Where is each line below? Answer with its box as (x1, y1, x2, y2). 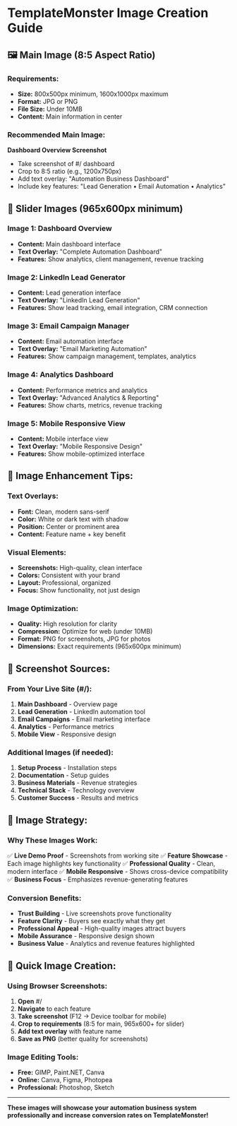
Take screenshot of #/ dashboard (17, 160, 115, 168)
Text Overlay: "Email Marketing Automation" (17, 345, 147, 353)
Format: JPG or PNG (17, 97, 78, 105)
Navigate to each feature (17, 1004, 91, 1013)
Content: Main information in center (17, 112, 123, 121)
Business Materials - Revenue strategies (17, 778, 138, 787)
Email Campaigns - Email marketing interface (17, 715, 150, 723)
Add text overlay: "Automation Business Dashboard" (17, 174, 169, 183)
